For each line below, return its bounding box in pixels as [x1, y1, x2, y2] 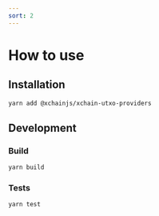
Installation [8, 78, 66, 92]
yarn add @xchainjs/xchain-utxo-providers [8, 99, 152, 107]
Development [8, 121, 78, 134]
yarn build [8, 163, 45, 172]
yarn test [8, 201, 42, 209]
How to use [8, 46, 85, 64]
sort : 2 [8, 11, 34, 20]
